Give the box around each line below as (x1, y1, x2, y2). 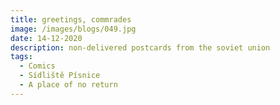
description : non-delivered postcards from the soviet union (10, 42, 271, 53)
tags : (10, 52, 33, 62)
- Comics (19, 61, 56, 71)
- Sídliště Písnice (19, 71, 101, 81)
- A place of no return (19, 80, 118, 90)
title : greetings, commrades (10, 14, 132, 25)
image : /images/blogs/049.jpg (10, 24, 137, 34)
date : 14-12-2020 (10, 33, 83, 43)
